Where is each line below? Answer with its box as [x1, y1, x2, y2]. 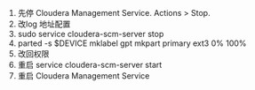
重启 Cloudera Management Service [17, 71, 150, 81]
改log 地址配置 [17, 19, 71, 29]
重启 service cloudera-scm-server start [17, 60, 163, 70]
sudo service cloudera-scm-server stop [17, 29, 164, 39]
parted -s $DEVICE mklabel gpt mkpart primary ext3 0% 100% [17, 38, 247, 49]
